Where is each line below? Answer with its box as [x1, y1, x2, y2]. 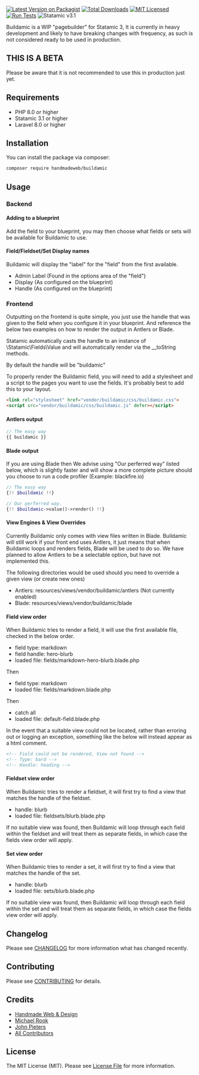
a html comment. [6, 740, 48, 747]
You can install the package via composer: [6, 154, 110, 161]
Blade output [6, 447, 39, 454]
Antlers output [6, 415, 43, 423]
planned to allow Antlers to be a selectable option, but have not [6, 551, 161, 558]
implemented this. [6, 557, 50, 565]
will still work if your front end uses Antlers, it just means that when [6, 538, 170, 546]
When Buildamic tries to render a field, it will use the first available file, [6, 626, 178, 633]
